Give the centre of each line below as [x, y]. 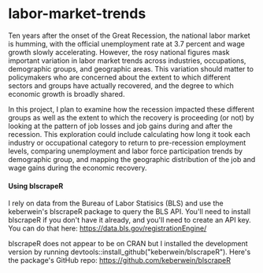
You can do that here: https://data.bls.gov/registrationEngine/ [107, 228]
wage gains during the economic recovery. [78, 168]
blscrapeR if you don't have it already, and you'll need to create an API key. [130, 220]
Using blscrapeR [36, 186]
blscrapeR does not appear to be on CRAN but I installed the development [128, 244]
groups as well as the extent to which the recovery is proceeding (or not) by [131, 117]
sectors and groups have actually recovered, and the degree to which [121, 85]
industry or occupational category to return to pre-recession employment [127, 142]
